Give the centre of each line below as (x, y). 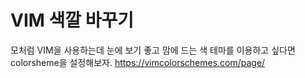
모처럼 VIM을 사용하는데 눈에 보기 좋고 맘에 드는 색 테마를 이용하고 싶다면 (153, 50)
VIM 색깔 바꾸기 (72, 20)
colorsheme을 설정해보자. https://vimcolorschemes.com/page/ (138, 62)
